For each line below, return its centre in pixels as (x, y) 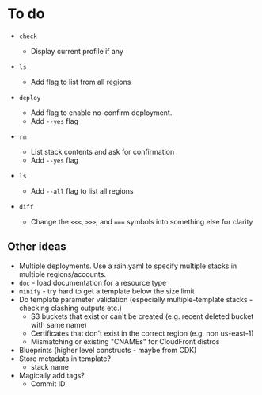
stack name (49, 366)
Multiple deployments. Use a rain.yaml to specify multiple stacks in (128, 266)
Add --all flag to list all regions (82, 190)
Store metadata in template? (65, 359)
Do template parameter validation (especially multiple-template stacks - (136, 299)
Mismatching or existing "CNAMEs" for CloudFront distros (125, 341)
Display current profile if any (77, 51)
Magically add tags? (51, 375)
